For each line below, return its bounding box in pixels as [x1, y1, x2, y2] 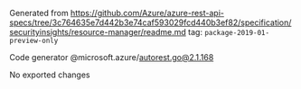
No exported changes [9, 69, 90, 80]
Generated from [9, 8, 70, 18]
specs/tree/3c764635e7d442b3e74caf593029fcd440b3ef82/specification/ [9, 17, 292, 28]
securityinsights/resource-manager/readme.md [9, 27, 187, 37]
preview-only [9, 36, 59, 45]
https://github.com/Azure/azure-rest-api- [71, 8, 224, 18]
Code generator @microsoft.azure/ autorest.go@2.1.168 [9, 52, 214, 62]
